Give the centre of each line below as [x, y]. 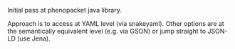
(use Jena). [34, 38]
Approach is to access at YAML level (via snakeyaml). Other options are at [116, 23]
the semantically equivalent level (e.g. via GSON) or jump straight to [107, 31]
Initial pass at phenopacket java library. [65, 10]
